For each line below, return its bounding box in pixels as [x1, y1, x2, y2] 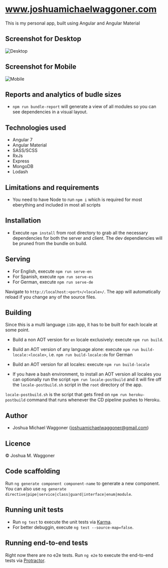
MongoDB [12, 163, 34, 169]
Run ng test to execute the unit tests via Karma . [12, 519, 112, 525]
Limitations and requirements [5, 183, 99, 192]
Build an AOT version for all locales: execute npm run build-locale [12, 361, 150, 367]
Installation [5, 217, 41, 225]
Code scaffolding [5, 467, 60, 476]
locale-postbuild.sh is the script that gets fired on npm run [5, 392, 127, 398]
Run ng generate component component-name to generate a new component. [5, 480, 160, 486]
